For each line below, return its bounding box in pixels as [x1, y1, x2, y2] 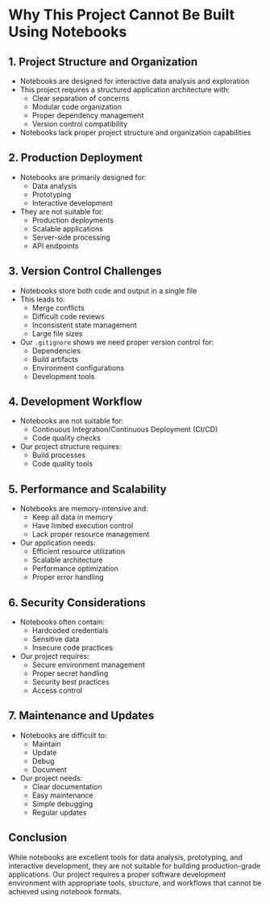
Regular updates [31, 807, 87, 817]
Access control [31, 685, 83, 695]
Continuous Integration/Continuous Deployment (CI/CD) [31, 425, 218, 435]
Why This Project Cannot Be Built [8, 6, 235, 24]
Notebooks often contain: [19, 617, 105, 627]
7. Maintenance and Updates [8, 709, 155, 723]
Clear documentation [31, 781, 102, 791]
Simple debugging [31, 798, 93, 808]
